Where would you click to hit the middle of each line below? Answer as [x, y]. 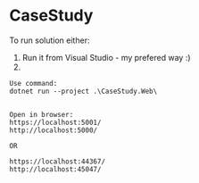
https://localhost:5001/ [55, 122]
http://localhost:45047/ [55, 169]
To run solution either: [50, 40]
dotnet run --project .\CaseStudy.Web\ [83, 91]
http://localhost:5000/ [54, 130]
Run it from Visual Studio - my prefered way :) [106, 57]
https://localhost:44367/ [57, 162]
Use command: [33, 83]
